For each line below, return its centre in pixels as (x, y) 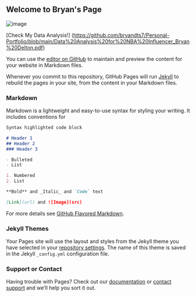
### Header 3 (22, 149)
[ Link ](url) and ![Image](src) (44, 202)
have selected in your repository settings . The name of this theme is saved (96, 248)
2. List (16, 181)
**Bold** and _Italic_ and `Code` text (55, 192)
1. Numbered (20, 176)
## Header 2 (20, 144)
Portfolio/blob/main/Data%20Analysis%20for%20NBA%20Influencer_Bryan (98, 41)
